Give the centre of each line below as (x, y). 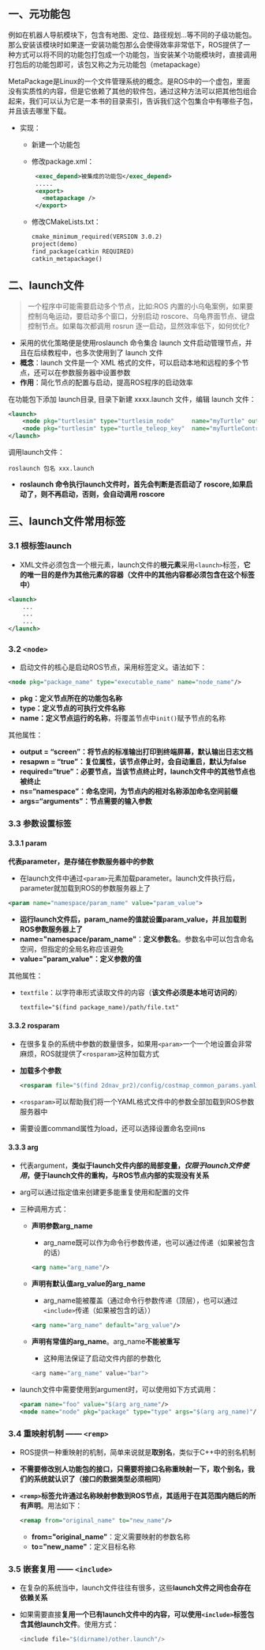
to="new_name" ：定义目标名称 (83, 1546)
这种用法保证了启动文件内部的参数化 (102, 1358)
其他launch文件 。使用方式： (73, 1625)
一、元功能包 (39, 14)
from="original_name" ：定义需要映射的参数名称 (111, 1536)
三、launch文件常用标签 (67, 522)
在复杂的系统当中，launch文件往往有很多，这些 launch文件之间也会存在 (135, 1588)
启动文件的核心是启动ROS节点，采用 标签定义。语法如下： (113, 668)
